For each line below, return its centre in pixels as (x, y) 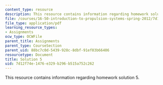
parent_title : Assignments (32, 41)
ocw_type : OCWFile (24, 37)
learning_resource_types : (31, 28)
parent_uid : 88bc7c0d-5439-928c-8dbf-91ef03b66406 (57, 50)
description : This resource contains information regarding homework (77, 14)
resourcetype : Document (29, 55)
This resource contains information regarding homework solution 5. (72, 78)
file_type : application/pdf (33, 23)
